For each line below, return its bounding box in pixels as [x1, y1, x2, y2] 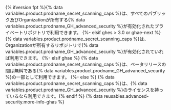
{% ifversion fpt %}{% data [5, 5, 63, 10]
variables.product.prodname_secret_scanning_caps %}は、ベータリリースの [5, 61, 166, 67]
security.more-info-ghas [5, 99, 57, 105]
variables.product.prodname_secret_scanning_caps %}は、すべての [5, 10, 148, 16]
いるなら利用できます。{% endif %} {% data [9, 93, 103, 99]
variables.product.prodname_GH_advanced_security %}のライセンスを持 [5, 87, 159, 93]
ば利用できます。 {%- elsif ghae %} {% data [5, 55, 98, 61]
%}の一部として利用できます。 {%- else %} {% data [5, 74, 115, 80]
